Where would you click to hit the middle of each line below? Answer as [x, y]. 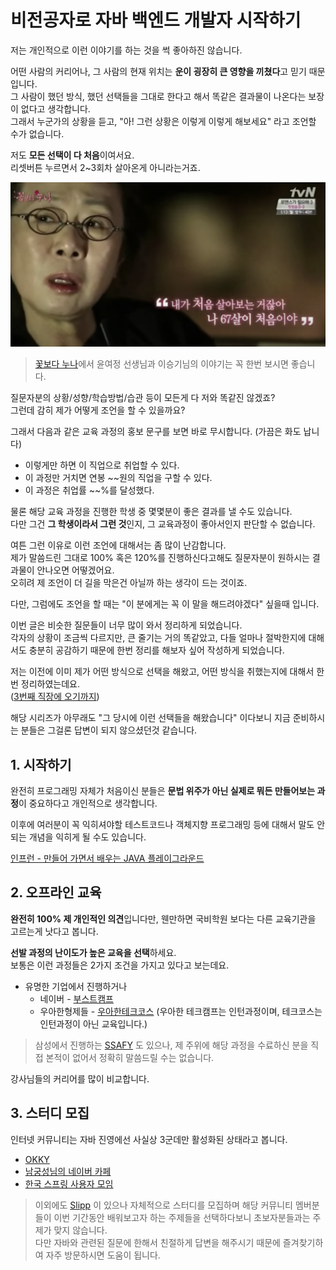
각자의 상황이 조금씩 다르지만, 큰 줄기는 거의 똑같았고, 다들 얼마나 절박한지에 [158, 638]
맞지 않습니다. [80, 1230]
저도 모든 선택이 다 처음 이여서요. [72, 155]
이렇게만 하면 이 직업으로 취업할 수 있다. [102, 465]
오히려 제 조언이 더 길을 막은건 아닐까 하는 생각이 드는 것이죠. [129, 583]
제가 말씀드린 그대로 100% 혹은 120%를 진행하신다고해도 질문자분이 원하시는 [160, 558]
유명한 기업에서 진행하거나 [76, 986]
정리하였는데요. [50, 684]
